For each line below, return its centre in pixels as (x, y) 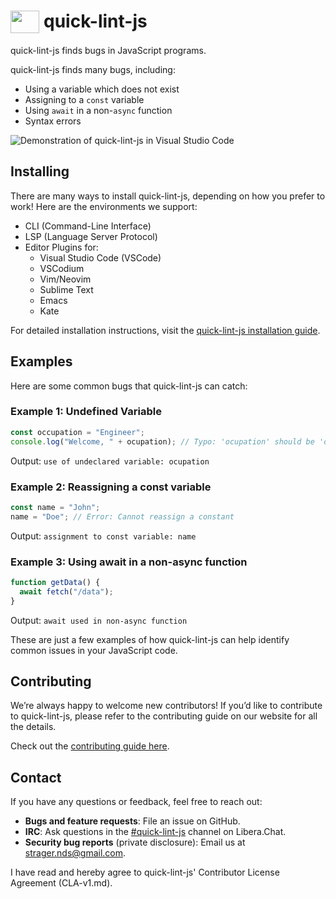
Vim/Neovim (65, 279)
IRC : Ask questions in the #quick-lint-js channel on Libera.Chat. (155, 832)
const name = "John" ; (55, 507)
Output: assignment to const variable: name (103, 536)
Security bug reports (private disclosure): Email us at (135, 842)
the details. (33, 727)
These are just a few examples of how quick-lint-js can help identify (150, 639)
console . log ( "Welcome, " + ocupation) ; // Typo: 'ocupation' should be (162, 441)
